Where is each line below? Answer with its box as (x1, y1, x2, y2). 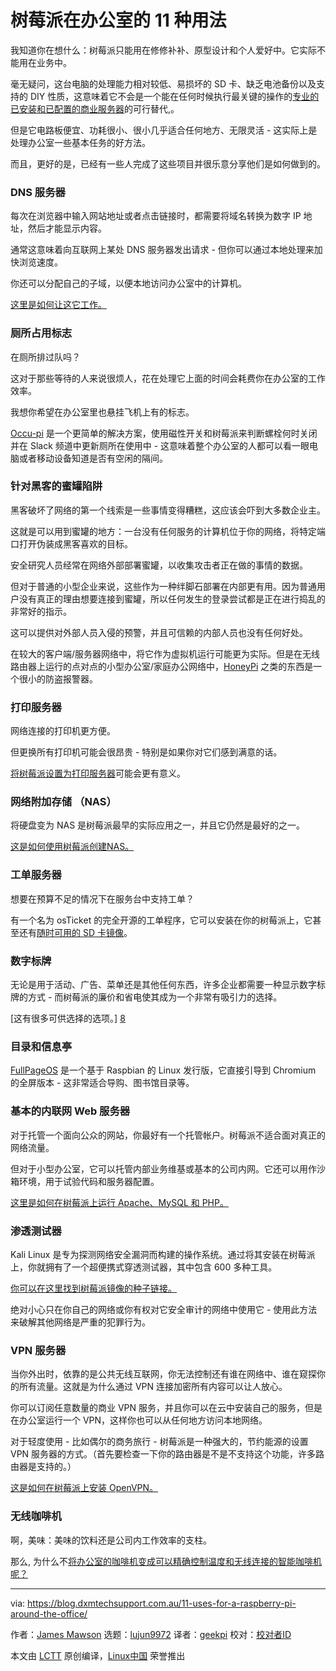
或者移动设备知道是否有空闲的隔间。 (18, 452, 168, 464)
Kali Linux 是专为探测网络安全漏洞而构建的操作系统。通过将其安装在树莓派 (10, 1248, 316, 1260)
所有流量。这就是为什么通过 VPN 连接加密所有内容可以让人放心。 (18, 1381, 288, 1393)
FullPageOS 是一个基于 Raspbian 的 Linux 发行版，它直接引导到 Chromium (10, 1064, 317, 1076)
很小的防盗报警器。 (18, 672, 98, 685)
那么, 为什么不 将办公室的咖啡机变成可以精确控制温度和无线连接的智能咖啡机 (10, 1555, 322, 1567)
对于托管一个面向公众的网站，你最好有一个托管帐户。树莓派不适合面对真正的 (10, 1129, 326, 1141)
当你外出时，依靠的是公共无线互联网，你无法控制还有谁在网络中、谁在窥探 (10, 1368, 317, 1380)
